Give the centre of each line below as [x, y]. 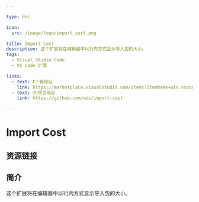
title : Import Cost [30, 44]
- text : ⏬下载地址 [32, 82]
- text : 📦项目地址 [33, 93]
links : [14, 76]
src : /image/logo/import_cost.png [54, 33]
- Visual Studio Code [38, 60]
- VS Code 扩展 [29, 66]
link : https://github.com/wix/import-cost [70, 98]
